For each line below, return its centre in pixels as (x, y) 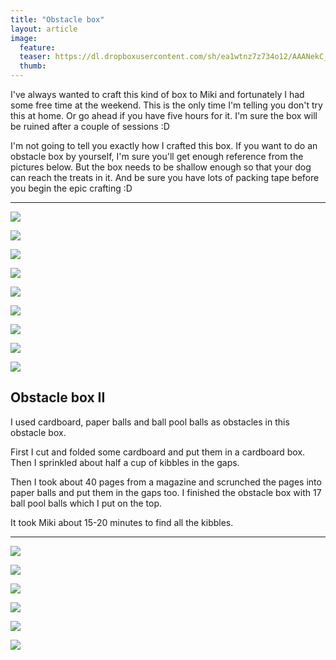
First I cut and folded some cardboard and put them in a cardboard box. (158, 452)
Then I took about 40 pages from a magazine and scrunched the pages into (166, 482)
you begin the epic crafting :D (71, 188)
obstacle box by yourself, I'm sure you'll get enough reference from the (157, 156)
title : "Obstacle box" (57, 19)
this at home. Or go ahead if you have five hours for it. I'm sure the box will (164, 115)
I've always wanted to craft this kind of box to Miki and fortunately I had (157, 94)
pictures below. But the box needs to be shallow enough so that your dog (161, 167)
